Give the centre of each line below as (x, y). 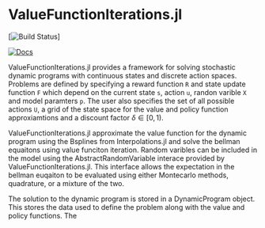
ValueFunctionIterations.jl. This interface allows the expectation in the (121, 166)
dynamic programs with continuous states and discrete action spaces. (123, 75)
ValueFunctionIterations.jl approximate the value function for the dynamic (128, 133)
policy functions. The (43, 215)
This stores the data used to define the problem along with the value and (127, 207)
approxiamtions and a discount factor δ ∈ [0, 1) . (86, 117)
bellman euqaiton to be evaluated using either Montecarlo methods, (119, 175)
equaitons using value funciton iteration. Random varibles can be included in (133, 150)
